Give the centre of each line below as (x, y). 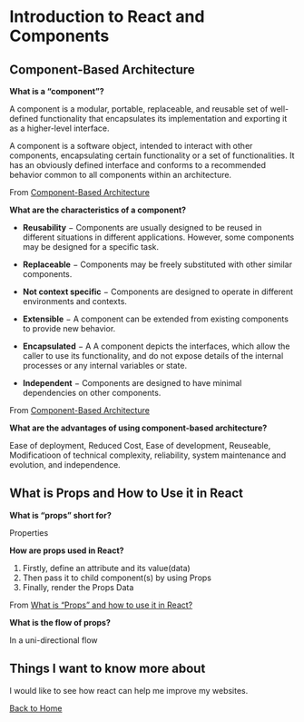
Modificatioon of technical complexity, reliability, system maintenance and (148, 455)
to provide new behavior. (69, 328)
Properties (29, 532)
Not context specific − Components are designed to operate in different (157, 292)
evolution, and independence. (65, 465)
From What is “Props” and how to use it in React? (101, 605)
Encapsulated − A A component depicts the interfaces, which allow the (156, 346)
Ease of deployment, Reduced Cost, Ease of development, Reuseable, (140, 445)
